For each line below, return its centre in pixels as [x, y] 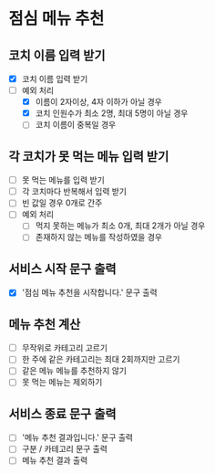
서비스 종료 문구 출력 [62, 413]
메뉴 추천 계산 [45, 324]
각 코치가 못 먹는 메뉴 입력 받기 [89, 156]
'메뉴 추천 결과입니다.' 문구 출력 [77, 437]
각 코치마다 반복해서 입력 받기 [74, 192]
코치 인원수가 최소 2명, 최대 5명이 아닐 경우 [112, 113]
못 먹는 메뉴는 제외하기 [62, 382]
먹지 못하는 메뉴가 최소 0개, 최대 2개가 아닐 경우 [120, 226]
